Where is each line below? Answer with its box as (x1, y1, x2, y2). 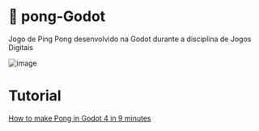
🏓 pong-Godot (8, 7, 106, 26)
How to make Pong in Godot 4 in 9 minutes (8, 113, 151, 123)
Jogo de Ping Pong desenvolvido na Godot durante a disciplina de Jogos (8, 34, 252, 44)
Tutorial (8, 87, 62, 105)
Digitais (8, 42, 34, 52)
